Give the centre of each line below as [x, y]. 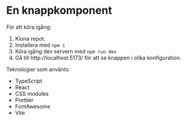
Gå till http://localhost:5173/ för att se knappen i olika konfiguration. [98, 58]
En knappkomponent [59, 10]
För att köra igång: [29, 27]
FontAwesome [33, 106]
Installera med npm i [40, 45]
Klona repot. [30, 38]
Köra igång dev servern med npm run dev [66, 51]
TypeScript [29, 81]
